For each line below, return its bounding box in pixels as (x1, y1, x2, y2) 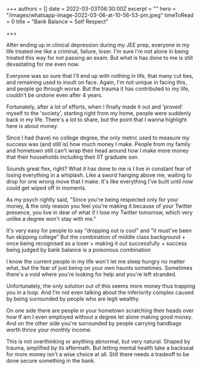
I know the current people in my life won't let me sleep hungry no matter (6, 258, 185, 265)
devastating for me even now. (6, 60, 80, 68)
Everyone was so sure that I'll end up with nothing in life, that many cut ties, (6, 72, 194, 79)
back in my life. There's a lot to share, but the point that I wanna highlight (6, 116, 187, 123)
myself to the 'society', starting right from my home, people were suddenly (6, 110, 191, 116)
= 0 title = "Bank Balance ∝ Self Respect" (6, 18, 109, 25)
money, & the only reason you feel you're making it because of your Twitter (6, 202, 193, 209)
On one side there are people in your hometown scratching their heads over (6, 307, 194, 314)
